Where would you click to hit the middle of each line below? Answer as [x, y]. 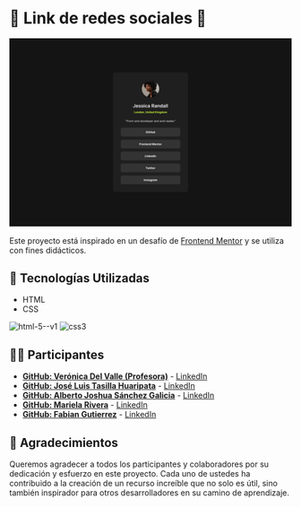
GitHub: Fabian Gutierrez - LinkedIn [89, 415]
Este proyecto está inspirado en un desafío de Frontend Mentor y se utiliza [147, 240]
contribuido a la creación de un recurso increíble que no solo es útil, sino [143, 484]
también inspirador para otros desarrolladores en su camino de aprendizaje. [149, 493]
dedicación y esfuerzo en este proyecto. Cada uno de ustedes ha [130, 474]
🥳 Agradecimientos [64, 443]
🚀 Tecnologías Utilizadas [79, 278]
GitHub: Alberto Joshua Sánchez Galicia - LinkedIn [118, 395]
